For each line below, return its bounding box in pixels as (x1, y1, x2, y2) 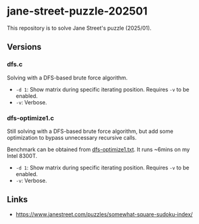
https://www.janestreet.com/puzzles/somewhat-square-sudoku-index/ (15, 211, 193, 218)
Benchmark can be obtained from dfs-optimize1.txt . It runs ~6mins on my (7, 146, 190, 153)
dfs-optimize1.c (7, 114, 54, 122)
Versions (7, 42, 42, 52)
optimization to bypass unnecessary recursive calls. (7, 134, 137, 141)
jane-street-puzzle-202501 (7, 4, 148, 18)
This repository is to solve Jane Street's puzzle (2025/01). (7, 24, 152, 32)
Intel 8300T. (7, 152, 38, 159)
